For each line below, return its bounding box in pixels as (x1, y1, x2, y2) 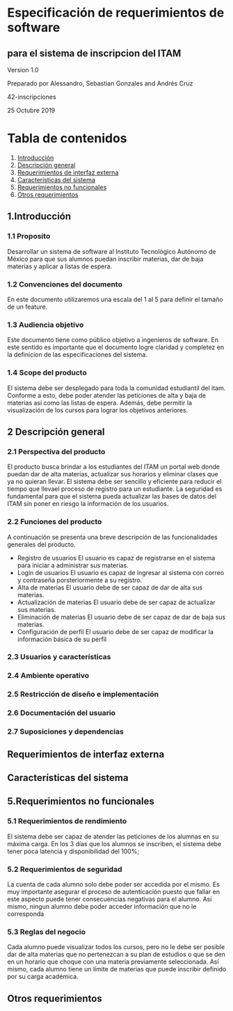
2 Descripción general (7, 426, 106, 437)
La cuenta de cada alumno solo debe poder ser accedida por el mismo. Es (7, 880, 220, 888)
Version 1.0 (7, 66, 39, 74)
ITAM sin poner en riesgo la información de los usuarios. (7, 499, 169, 508)
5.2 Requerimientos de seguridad (7, 864, 122, 874)
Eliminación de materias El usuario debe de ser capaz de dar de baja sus (17, 613, 226, 621)
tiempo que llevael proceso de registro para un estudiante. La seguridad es (7, 485, 223, 493)
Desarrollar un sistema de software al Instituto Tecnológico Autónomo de (7, 247, 216, 255)
